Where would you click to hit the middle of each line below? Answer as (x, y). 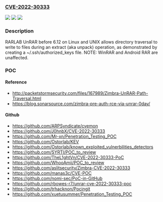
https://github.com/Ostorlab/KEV (46, 141)
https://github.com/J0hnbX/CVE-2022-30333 (59, 131)
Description (19, 31)
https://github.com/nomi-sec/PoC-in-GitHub (57, 178)
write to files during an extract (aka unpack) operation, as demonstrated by (81, 47)
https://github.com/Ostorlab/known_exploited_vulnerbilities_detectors (83, 147)
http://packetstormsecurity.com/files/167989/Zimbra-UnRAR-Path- (80, 93)
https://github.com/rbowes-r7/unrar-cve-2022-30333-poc (72, 183)
